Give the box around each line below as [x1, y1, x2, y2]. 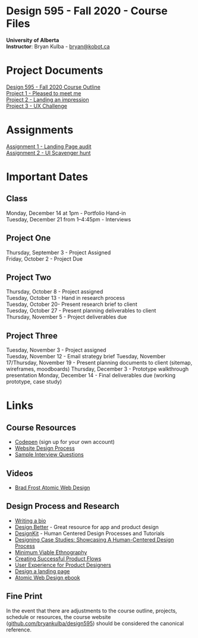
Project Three [6, 330, 58, 340]
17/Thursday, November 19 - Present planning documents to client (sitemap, [6, 359, 193, 367]
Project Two [6, 273, 52, 283]
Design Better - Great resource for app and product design [14, 523, 159, 530]
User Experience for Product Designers [14, 561, 111, 568]
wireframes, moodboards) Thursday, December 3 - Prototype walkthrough [6, 365, 189, 373]
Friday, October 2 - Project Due [6, 255, 83, 262]
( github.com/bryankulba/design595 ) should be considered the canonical [6, 620, 184, 627]
